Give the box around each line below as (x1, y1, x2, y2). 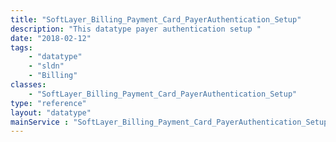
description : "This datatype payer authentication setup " (10, 24, 262, 34)
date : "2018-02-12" (10, 33, 92, 43)
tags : (10, 42, 33, 53)
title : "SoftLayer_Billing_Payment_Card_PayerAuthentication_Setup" (10, 14, 302, 25)
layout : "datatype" (10, 107, 92, 118)
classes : (10, 80, 47, 90)
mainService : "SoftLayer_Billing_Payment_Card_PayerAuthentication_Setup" (10, 117, 333, 127)
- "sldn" (28, 61, 65, 71)
